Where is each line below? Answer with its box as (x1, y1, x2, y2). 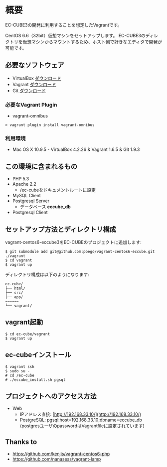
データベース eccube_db (19, 204, 71, 210)
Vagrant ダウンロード (12, 81, 56, 87)
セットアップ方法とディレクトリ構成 (5, 225, 116, 233)
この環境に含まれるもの (5, 162, 77, 171)
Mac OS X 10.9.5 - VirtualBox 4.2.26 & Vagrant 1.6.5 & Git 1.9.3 (12, 146, 140, 152)
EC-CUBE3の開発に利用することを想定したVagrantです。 (5, 22, 122, 28)
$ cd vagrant (5, 257, 32, 263)
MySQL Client (12, 193, 41, 199)
